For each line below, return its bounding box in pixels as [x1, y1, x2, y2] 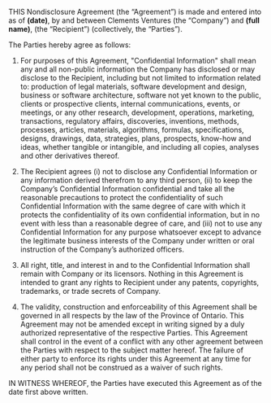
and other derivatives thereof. [19, 151, 120, 160]
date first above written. [8, 387, 88, 396]
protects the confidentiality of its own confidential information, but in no [19, 210, 260, 219]
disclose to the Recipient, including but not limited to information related [19, 73, 261, 82]
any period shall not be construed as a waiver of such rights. [19, 362, 223, 372]
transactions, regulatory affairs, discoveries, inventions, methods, [19, 116, 239, 125]
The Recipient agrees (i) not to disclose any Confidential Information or [19, 167, 258, 176]
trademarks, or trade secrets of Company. [19, 287, 161, 296]
